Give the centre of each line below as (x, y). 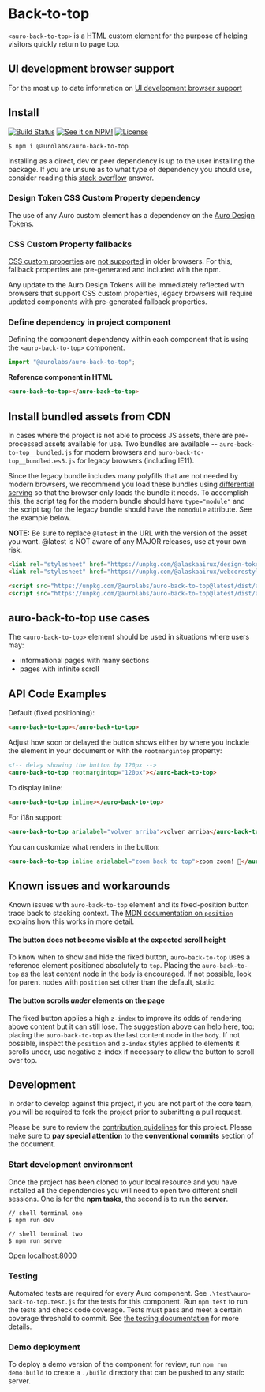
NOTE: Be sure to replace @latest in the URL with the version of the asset (128, 533)
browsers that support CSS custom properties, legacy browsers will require (131, 294)
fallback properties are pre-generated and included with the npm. (115, 270)
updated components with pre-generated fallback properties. (108, 302)
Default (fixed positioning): (51, 713)
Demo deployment (44, 1347)
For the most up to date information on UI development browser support (125, 88)
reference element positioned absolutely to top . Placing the (105, 966)
